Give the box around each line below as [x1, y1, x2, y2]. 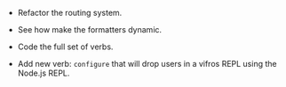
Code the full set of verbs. [17, 41, 114, 52]
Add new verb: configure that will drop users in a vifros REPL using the [17, 59, 277, 69]
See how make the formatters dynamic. [17, 25, 163, 34]
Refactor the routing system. [17, 8, 123, 18]
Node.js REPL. [17, 68, 70, 78]
